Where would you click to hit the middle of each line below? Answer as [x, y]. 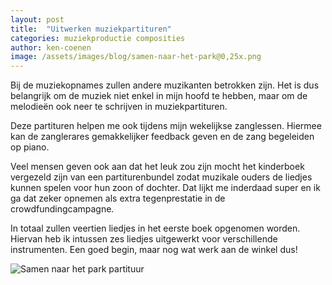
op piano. [30, 147]
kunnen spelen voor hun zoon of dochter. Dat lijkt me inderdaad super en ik [165, 188]
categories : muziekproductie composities [98, 38]
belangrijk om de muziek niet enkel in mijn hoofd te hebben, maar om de [159, 96]
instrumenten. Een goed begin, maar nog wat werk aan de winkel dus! [154, 250]
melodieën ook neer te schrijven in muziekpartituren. [119, 107]
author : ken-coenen [51, 47]
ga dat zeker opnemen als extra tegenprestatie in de [118, 198]
